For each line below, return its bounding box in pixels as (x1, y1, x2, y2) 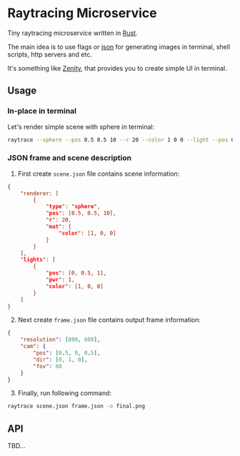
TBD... (7, 442, 26, 450)
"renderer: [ (20, 189, 59, 197)
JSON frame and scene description (7, 153, 132, 163)
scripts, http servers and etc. (7, 50, 93, 59)
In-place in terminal (7, 106, 77, 116)
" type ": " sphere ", (45, 203, 101, 210)
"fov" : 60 (33, 362, 62, 370)
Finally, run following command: (17, 389, 112, 397)
